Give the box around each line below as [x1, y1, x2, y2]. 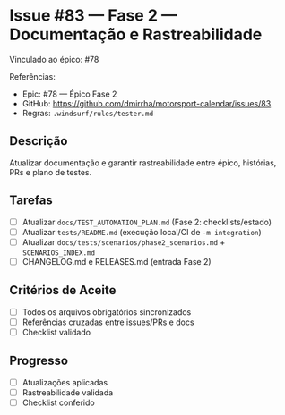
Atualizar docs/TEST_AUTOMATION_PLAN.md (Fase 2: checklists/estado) [22, 216, 272, 227]
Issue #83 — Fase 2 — [9, 5, 177, 26]
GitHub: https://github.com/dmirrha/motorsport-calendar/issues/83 [22, 97, 272, 108]
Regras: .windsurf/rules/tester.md [22, 107, 154, 118]
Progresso [9, 353, 69, 368]
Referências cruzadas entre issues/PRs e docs [22, 317, 194, 327]
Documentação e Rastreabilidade [9, 24, 263, 45]
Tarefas [9, 193, 54, 208]
